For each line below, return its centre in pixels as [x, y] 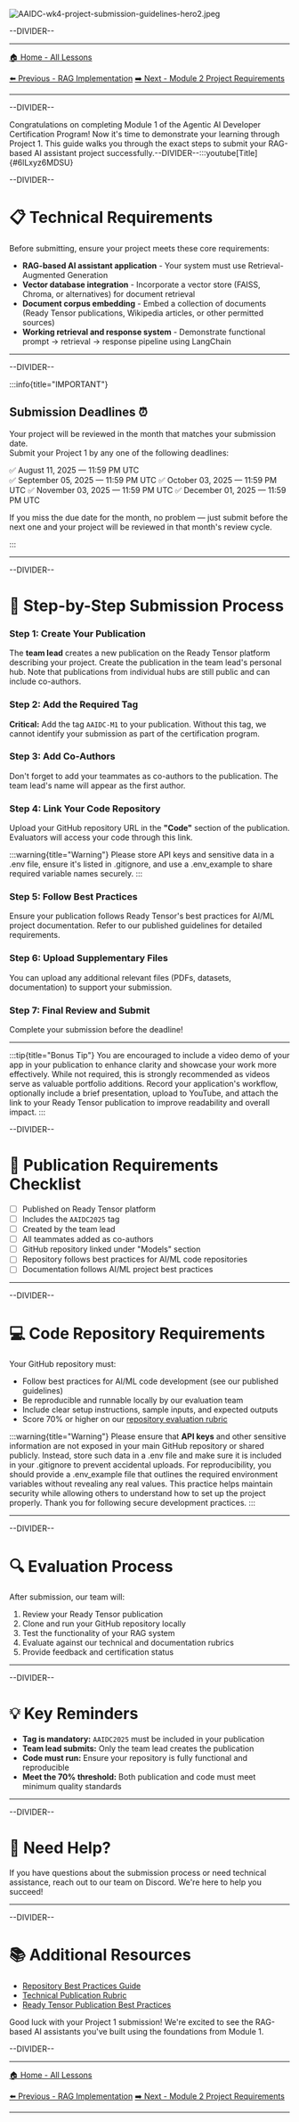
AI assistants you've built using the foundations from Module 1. [149, 2032]
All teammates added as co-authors [88, 1239]
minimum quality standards [72, 1787]
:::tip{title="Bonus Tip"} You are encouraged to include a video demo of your [149, 1056]
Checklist [45, 1184]
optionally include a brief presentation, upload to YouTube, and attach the [144, 1093]
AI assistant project [69, 153]
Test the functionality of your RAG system [98, 1633]
